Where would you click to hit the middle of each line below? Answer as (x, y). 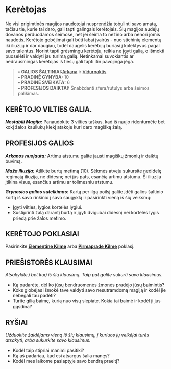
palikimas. (28, 93)
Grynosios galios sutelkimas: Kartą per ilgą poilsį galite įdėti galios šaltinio (84, 192)
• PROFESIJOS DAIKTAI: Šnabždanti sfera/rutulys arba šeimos (83, 88)
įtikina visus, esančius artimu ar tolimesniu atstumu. (59, 182)
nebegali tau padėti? (34, 296)
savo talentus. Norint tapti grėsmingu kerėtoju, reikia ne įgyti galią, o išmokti (85, 51)
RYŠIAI (17, 323)
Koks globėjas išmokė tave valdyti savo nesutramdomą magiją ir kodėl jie (89, 290)
